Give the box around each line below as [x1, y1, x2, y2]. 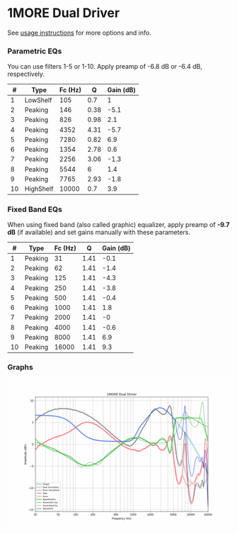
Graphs [7, 362, 33, 372]
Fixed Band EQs [7, 204, 62, 214]
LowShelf [24, 96, 52, 104]
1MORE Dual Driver [7, 5, 120, 21]
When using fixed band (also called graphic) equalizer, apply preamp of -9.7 [7, 221, 230, 229]
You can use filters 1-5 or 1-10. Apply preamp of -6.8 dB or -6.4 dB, [7, 62, 203, 71]
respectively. [7, 69, 45, 79]
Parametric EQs [7, 46, 62, 56]
